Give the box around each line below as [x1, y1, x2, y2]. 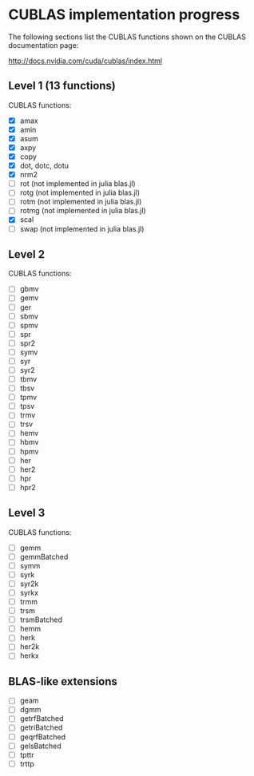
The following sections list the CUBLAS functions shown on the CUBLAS [8, 32, 246, 42]
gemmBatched [19, 552, 69, 561]
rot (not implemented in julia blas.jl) [19, 179, 136, 188]
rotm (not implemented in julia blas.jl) [19, 197, 142, 207]
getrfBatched [19, 714, 64, 723]
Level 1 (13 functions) [8, 79, 116, 93]
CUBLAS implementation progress [8, 6, 240, 24]
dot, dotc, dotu [19, 161, 69, 171]
